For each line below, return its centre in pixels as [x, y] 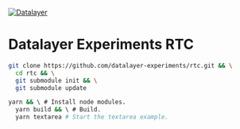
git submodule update [51, 88]
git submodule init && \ [56, 80]
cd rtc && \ [35, 73]
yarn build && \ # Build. [58, 110]
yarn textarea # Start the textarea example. [92, 117]
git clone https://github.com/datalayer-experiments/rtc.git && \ [120, 65]
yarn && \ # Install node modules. [67, 102]
